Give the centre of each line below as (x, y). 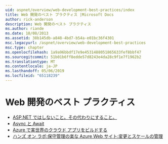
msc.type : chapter (25, 47)
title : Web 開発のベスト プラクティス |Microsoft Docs (59, 15)
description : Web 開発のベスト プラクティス (48, 24)
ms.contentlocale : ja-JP (31, 66)
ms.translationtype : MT (30, 62)
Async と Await (28, 123)
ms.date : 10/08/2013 (27, 33)
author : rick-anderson (29, 19)
